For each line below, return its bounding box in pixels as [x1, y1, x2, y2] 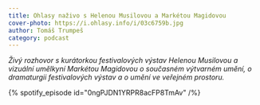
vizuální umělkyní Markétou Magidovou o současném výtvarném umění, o [8, 64, 253, 74]
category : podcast [8, 33, 69, 42]
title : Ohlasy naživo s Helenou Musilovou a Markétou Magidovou [8, 11, 227, 20]
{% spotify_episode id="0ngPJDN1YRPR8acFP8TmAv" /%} [8, 88, 201, 98]
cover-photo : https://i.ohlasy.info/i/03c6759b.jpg [8, 19, 183, 27]
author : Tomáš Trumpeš [8, 26, 84, 34]
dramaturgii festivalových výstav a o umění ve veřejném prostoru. [8, 72, 225, 82]
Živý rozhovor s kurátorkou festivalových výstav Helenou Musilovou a [8, 56, 238, 65]
